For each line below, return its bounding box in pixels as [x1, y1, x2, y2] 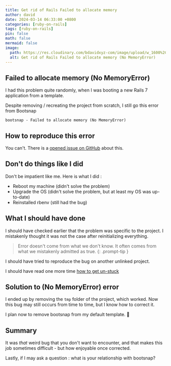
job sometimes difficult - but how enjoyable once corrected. [5, 345, 131, 351]
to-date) [12, 194, 31, 200]
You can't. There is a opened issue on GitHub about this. [5, 145, 124, 151]
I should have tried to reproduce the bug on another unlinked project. [5, 258, 150, 264]
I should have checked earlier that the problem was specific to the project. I [5, 228, 164, 234]
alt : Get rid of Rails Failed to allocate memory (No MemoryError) [10, 54, 156, 60]
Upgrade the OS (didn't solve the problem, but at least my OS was [12, 188, 151, 194]
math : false [5, 36, 31, 41]
